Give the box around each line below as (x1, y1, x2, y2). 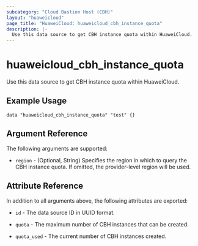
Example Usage (6, 96, 67, 106)
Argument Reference (6, 129, 88, 139)
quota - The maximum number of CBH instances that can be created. (15, 220, 189, 228)
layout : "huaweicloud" (6, 15, 64, 21)
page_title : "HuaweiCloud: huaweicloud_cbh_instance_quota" (6, 20, 163, 26)
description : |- (6, 26, 48, 32)
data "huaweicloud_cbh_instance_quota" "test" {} (6, 112, 136, 118)
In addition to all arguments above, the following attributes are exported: (6, 197, 188, 204)
